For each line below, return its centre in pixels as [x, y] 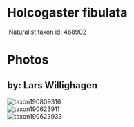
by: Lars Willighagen [52, 85]
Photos [28, 60]
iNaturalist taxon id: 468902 [47, 32]
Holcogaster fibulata [67, 13]
